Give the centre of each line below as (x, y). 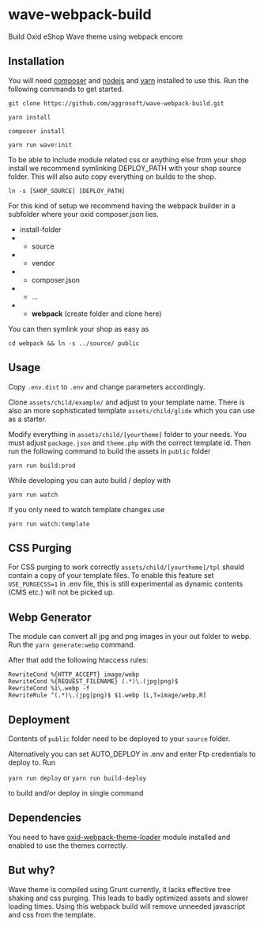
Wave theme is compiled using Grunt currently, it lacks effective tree (119, 889)
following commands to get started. (66, 89)
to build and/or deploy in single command (76, 793)
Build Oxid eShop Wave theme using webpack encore (96, 36)
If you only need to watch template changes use (87, 509)
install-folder (40, 229)
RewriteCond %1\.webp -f (49, 689)
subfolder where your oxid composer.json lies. (84, 214)
